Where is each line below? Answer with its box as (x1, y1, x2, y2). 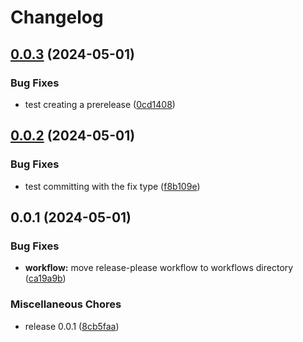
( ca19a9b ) (24, 272, 67, 285)
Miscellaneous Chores (10, 297, 122, 311)
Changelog (10, 6, 104, 29)
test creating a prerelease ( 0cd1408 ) (24, 98, 176, 110)
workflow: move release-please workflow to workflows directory (24, 262, 294, 274)
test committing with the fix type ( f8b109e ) (24, 180, 201, 192)
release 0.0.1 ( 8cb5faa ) (24, 320, 120, 332)
